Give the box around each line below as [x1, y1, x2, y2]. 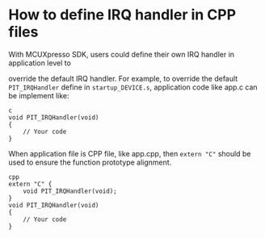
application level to [8, 58, 71, 68]
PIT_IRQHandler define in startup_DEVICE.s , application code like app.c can [8, 82, 258, 92]
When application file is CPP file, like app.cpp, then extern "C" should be [8, 148, 251, 158]
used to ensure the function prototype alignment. [8, 157, 172, 167]
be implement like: [8, 90, 70, 100]
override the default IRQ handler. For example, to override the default [8, 73, 238, 83]
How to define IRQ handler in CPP [8, 6, 237, 24]
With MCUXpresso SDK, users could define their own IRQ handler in [8, 49, 235, 59]
